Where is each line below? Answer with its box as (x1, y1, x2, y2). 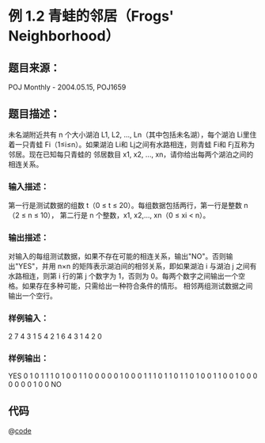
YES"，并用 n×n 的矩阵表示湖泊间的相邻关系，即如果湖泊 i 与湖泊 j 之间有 (18, 262, 257, 271)
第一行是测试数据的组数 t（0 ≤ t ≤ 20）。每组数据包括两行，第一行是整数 (8, 201, 243, 210)
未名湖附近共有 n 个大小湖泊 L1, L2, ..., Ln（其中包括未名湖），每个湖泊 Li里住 (8, 130, 257, 139)
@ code (8, 426, 32, 435)
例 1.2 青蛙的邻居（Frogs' (8, 7, 174, 25)
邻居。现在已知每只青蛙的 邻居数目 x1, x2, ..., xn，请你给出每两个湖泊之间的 (8, 150, 254, 159)
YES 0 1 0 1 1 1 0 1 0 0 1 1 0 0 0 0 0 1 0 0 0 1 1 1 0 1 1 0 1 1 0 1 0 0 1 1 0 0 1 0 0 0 (8, 371, 258, 381)
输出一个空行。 (8, 291, 57, 301)
